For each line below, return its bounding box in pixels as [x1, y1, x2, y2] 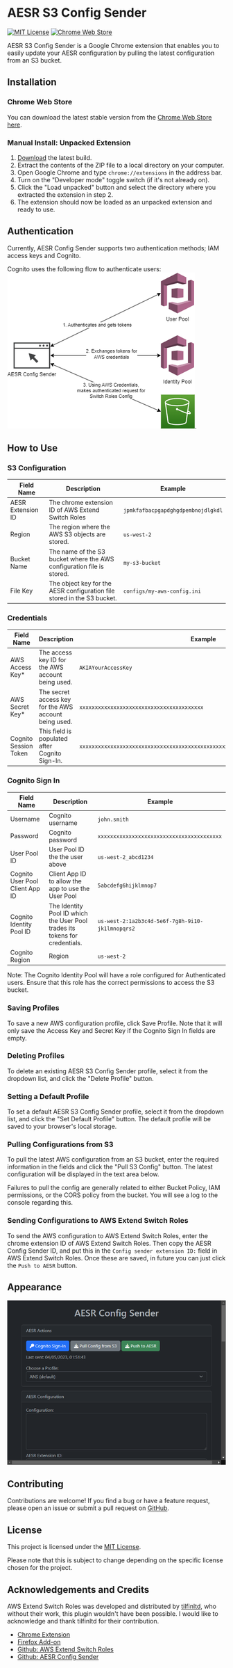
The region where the [49, 523, 111, 531]
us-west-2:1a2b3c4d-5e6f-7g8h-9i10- [97, 917, 203, 924]
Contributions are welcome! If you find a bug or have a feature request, [7, 1497, 210, 1505]
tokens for [48, 931, 78, 940]
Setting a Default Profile [7, 1091, 89, 1101]
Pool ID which [48, 909, 88, 917]
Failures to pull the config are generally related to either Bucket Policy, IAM [7, 1184, 221, 1192]
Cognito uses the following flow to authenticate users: [7, 264, 162, 273]
